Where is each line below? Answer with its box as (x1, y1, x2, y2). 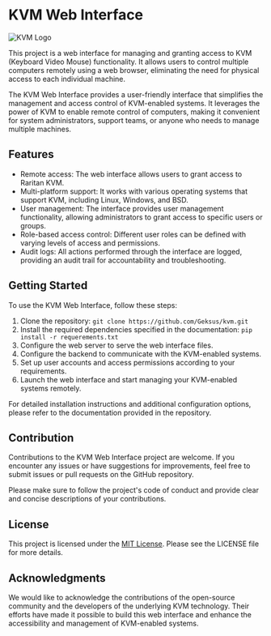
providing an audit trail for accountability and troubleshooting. (19, 255, 227, 265)
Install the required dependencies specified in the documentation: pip (19, 324, 253, 334)
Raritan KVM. (19, 177, 65, 187)
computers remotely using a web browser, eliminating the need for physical (8, 65, 260, 75)
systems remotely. (19, 383, 82, 393)
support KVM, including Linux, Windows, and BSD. (19, 194, 188, 204)
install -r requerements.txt (19, 333, 119, 341)
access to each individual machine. (8, 74, 126, 83)
